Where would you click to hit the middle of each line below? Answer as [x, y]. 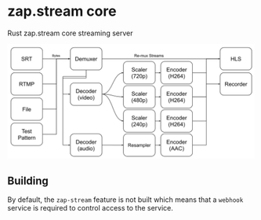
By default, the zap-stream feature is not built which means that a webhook [125, 200]
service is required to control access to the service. [91, 208]
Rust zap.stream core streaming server [70, 33]
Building [28, 180]
